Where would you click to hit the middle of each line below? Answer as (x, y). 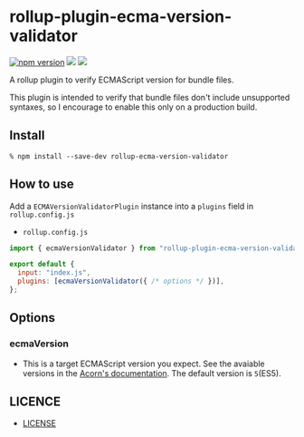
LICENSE (39, 423)
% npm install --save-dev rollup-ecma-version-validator (119, 156)
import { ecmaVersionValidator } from (82, 248)
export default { (42, 265)
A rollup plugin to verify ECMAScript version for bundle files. (122, 80)
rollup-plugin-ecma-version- (121, 17)
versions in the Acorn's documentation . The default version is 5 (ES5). (152, 373)
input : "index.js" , (54, 273)
